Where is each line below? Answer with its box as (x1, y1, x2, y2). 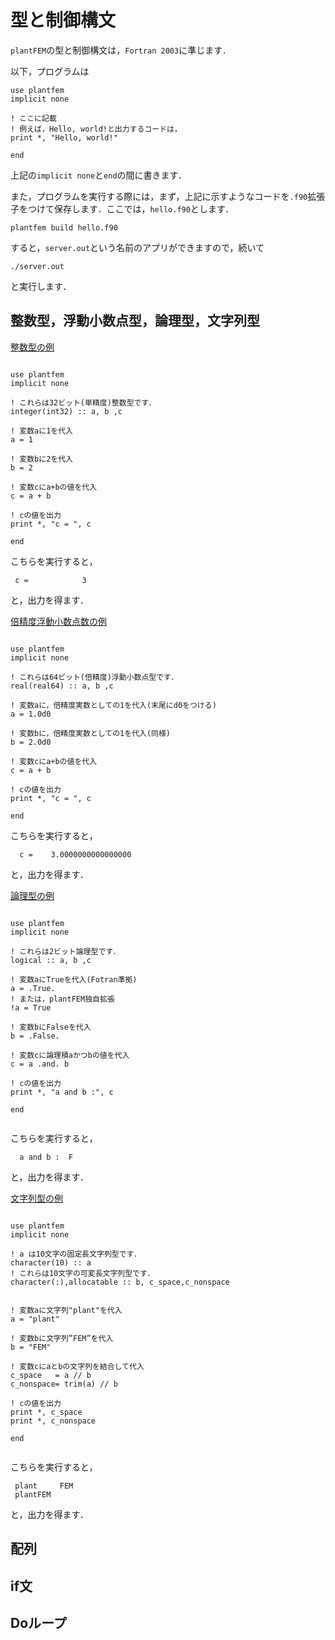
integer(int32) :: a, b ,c (10, 406, 123, 416)
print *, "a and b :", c (10, 1087, 114, 1097)
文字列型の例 (10, 1192, 63, 1204)
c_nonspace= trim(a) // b (10, 1379, 118, 1389)
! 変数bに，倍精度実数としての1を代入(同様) (10, 728, 172, 738)
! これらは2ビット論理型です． (10, 946, 121, 956)
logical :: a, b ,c (10, 955, 92, 965)
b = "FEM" (10, 1342, 52, 1352)
